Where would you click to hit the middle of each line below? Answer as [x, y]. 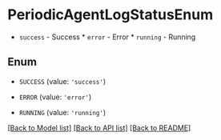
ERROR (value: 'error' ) [55, 97]
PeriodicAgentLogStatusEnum [110, 15]
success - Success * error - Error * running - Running [107, 37]
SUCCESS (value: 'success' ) [62, 81]
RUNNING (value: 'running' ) [62, 112]
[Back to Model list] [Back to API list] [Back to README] [99, 128]
